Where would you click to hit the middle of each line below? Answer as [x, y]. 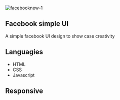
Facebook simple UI [37, 24]
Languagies [24, 52]
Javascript [24, 75]
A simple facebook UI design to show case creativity [60, 36]
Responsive [24, 91]
